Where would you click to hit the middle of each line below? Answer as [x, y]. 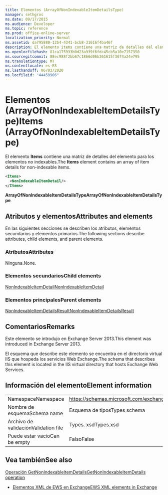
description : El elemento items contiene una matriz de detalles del [79, 47]
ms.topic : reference [27, 29]
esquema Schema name [35, 413]
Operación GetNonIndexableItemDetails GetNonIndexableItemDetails [75, 472]
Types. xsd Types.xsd [94, 424]
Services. [15, 370]
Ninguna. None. [21, 263]
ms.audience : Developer [30, 24]
